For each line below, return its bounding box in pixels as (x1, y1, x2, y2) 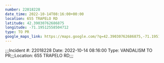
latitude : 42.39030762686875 (5, 20, 64, 26)
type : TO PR (5, 30, 29, 34)
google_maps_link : (5, 34, 42, 39)
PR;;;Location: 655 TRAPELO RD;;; (5, 52, 74, 58)
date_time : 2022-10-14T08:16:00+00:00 (5, 12, 84, 16)
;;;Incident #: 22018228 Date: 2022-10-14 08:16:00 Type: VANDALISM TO (5, 47, 153, 53)
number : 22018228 (5, 7, 41, 12)
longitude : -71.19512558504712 (5, 25, 69, 30)
